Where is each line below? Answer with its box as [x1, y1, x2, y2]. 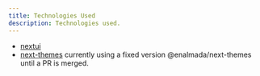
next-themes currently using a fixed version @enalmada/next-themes [19, 50, 252, 59]
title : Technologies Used [8, 11, 95, 20]
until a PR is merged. [19, 58, 89, 68]
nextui [19, 41, 42, 50]
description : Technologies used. [8, 19, 121, 27]
